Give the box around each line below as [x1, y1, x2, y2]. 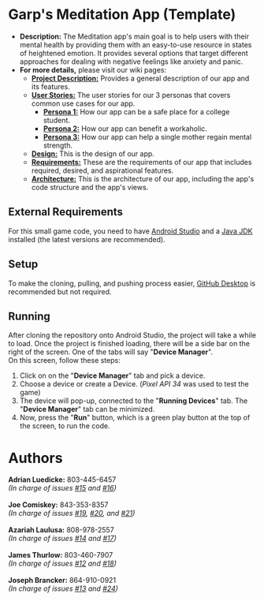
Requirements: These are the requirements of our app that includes [31, 157, 252, 166]
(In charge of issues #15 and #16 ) [8, 483, 117, 493]
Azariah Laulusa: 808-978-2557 [8, 525, 114, 535]
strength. [43, 140, 73, 150]
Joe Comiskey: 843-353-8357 [8, 500, 109, 510]
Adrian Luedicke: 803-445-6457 [8, 475, 117, 484]
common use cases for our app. [31, 99, 136, 108]
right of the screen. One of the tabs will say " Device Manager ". [8, 347, 214, 356]
